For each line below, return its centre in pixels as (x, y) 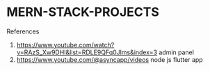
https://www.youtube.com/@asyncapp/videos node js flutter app (110, 59)
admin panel (176, 52)
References (23, 31)
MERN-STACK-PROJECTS (83, 12)
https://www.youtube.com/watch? (65, 45)
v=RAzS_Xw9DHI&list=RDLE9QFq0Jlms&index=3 (87, 52)
